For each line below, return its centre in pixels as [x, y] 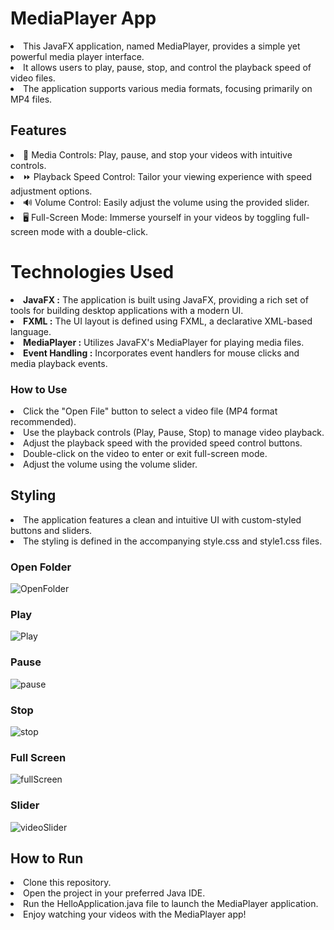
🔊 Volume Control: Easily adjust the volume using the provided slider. [166, 202]
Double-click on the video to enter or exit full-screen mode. [145, 453]
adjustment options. [51, 191]
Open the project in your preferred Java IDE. [114, 893]
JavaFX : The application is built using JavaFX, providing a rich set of [166, 299]
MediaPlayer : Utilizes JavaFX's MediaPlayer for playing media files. [164, 342]
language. [31, 331]
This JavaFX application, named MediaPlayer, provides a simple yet [162, 46]
